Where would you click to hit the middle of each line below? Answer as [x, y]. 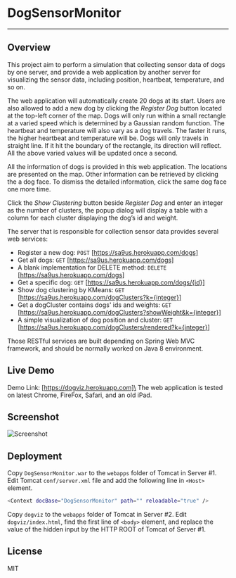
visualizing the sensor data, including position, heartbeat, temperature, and [116, 80]
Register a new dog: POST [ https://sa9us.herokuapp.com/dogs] [108, 252]
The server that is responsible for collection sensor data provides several [113, 231]
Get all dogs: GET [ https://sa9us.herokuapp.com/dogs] [96, 260]
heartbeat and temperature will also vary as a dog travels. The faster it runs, [117, 130]
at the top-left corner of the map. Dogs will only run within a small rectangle [117, 115]
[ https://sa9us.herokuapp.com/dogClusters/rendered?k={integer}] [114, 327]
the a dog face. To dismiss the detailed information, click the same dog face [117, 182]
